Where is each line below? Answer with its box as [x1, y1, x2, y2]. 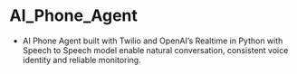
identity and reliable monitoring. [22, 54, 142, 65]
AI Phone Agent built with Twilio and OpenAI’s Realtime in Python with [22, 35, 283, 46]
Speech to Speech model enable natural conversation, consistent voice [22, 44, 289, 55]
